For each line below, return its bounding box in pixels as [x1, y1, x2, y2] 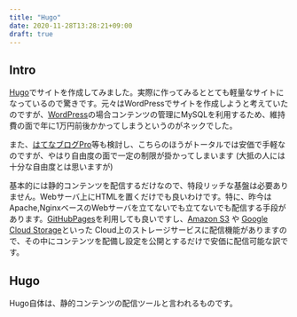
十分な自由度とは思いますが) [9, 162, 113, 172]
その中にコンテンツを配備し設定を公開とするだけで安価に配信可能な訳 [24, 236, 281, 247]
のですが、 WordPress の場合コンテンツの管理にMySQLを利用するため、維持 [9, 109, 285, 120]
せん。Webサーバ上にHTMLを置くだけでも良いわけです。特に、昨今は [16, 192, 272, 202]
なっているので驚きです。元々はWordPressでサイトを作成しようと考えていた [9, 99, 289, 109]
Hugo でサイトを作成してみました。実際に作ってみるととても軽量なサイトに [9, 87, 285, 98]
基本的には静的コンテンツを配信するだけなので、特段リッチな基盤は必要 [9, 180, 273, 191]
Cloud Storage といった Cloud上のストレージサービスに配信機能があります [9, 225, 280, 235]
